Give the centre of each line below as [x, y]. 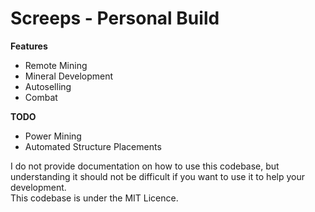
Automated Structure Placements [93, 146]
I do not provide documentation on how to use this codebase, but [145, 166]
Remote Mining [56, 65]
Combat [41, 97]
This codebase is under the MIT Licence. [94, 198]
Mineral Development [69, 76]
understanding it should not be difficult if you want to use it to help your [157, 176]
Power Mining [53, 136]
